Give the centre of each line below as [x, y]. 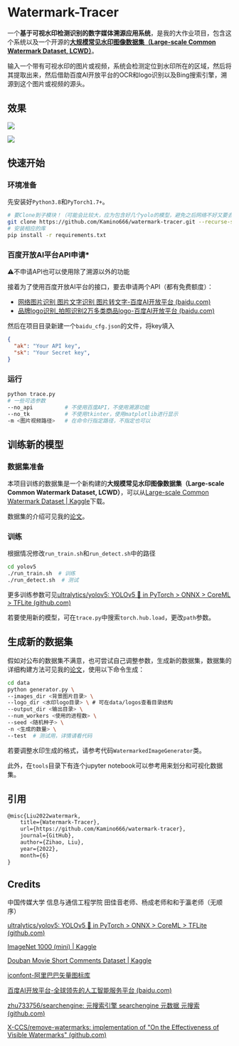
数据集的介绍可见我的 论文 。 [48, 516]
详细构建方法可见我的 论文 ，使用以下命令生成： [76, 669]
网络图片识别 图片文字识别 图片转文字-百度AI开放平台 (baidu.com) [114, 302]
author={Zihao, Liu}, [52, 842]
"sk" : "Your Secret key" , [52, 352]
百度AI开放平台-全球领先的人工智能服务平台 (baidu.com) [90, 990]
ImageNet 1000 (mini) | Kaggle [52, 947]
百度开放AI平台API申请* [49, 255]
